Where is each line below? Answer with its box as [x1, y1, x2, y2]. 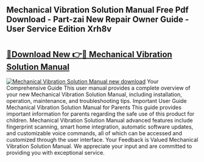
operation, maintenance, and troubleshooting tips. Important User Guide [6, 97, 187, 104]
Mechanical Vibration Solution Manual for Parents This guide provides [6, 104, 181, 111]
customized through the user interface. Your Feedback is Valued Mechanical [6, 136, 199, 143]
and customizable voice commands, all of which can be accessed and [6, 130, 183, 136]
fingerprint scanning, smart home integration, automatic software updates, [6, 123, 194, 130]
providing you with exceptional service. [6, 149, 105, 156]
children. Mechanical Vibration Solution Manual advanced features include [6, 117, 193, 124]
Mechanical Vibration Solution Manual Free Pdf [6, 5, 189, 15]
